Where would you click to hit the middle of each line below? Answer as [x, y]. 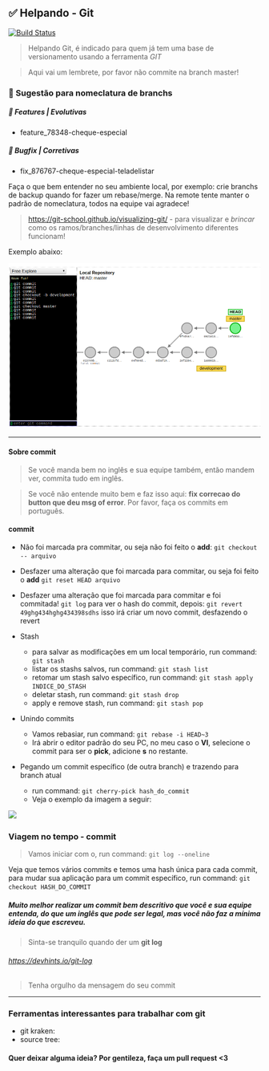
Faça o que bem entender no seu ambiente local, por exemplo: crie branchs [133, 186]
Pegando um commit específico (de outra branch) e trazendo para [129, 766]
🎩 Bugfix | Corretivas [44, 151]
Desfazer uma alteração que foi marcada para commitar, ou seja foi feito [139, 571]
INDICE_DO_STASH [59, 686]
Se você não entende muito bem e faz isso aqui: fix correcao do [134, 493]
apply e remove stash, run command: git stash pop [118, 703]
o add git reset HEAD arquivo [70, 579]
